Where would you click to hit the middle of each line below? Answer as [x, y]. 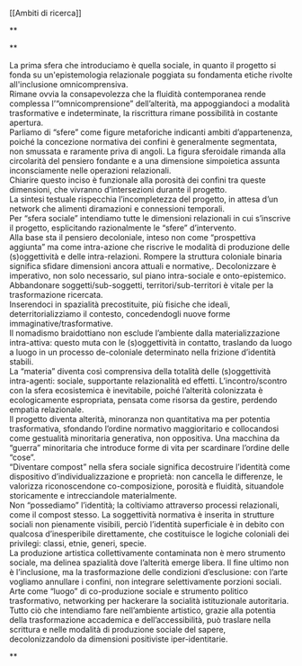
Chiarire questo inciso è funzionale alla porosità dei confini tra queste [138, 180]
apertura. [27, 122]
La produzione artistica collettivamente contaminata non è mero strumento [147, 553]
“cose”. [22, 457]
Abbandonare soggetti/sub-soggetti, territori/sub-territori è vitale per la [142, 285]
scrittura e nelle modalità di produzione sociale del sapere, [118, 630]
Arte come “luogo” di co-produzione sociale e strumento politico [129, 591]
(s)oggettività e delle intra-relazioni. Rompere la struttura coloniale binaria [146, 256]
